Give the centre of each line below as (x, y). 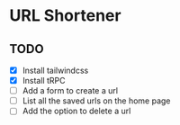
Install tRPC (44, 81)
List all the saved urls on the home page (96, 101)
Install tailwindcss (55, 70)
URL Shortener (65, 16)
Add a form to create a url (70, 91)
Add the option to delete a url (76, 111)
